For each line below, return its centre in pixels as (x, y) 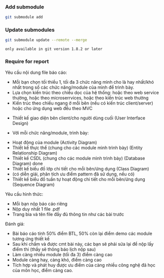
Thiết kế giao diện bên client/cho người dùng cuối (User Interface (79, 118)
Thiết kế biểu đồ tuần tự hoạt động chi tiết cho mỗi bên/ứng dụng (79, 179)
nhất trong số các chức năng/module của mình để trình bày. (73, 87)
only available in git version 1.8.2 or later (54, 49)
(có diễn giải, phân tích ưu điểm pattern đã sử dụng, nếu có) (73, 174)
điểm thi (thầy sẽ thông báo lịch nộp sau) (54, 249)
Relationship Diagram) (35, 153)
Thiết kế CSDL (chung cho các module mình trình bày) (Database (79, 158)
